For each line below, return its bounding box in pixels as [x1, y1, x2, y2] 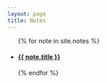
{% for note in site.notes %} [17, 36, 100, 45]
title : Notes [7, 17, 46, 24]
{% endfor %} [17, 68, 59, 77]
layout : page [7, 10, 46, 18]
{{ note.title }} [17, 52, 61, 61]
